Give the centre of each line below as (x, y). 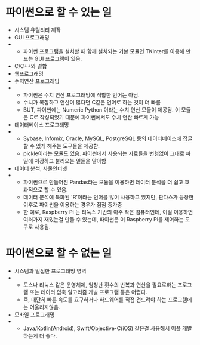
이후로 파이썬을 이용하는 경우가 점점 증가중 (73, 204)
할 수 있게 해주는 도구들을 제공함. (61, 146)
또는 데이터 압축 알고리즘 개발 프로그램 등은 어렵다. (88, 292)
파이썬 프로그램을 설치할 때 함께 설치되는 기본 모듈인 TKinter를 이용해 (104, 51)
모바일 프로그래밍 (34, 315)
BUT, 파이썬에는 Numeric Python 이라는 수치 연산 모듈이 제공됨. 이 (101, 110)
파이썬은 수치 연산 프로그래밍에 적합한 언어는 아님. (81, 95)
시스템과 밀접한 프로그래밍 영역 (50, 271)
